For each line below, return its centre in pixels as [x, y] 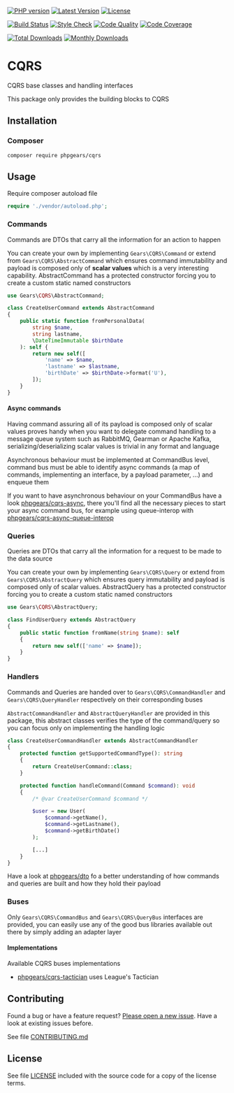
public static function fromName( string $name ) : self [100, 632]
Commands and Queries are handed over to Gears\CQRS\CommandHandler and [116, 692]
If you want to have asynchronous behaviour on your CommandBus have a [115, 495]
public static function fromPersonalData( [82, 321]
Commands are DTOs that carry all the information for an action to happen [114, 239]
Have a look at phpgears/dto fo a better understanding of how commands [114, 876]
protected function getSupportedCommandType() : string [101, 754]
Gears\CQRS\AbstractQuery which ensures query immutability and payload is [116, 579]
